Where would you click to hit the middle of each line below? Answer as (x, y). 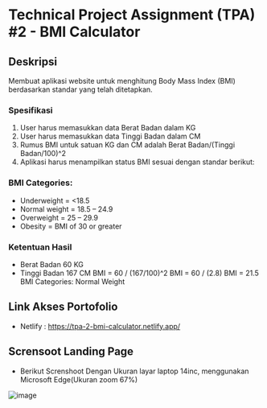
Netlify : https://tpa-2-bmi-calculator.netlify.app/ (100, 326)
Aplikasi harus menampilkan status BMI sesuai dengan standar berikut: (137, 162)
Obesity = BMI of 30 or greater (71, 226)
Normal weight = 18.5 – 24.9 (66, 209)
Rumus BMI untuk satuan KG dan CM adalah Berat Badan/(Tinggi (127, 145)
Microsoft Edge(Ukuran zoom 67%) (79, 379)
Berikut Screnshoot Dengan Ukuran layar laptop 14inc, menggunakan (134, 371)
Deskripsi (33, 62)
